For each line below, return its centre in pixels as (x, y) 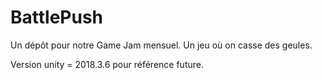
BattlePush (57, 17)
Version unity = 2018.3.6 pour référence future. (107, 64)
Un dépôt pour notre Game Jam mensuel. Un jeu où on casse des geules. (161, 45)
